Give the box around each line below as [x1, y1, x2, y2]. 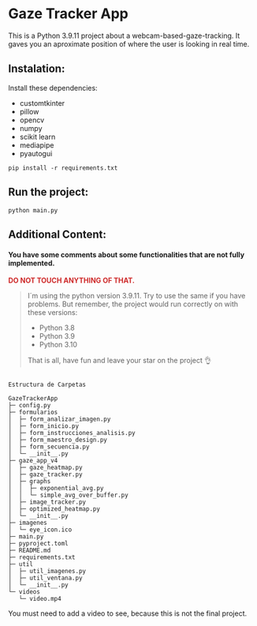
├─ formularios [8, 408, 58, 417]
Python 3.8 [39, 323, 75, 332]
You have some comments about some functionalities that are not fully [8, 249, 245, 259]
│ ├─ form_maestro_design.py [8, 436, 108, 444]
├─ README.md [8, 546, 51, 555]
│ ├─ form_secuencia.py [8, 443, 90, 451]
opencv [19, 115, 45, 125]
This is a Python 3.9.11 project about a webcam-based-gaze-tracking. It [8, 31, 240, 40]
